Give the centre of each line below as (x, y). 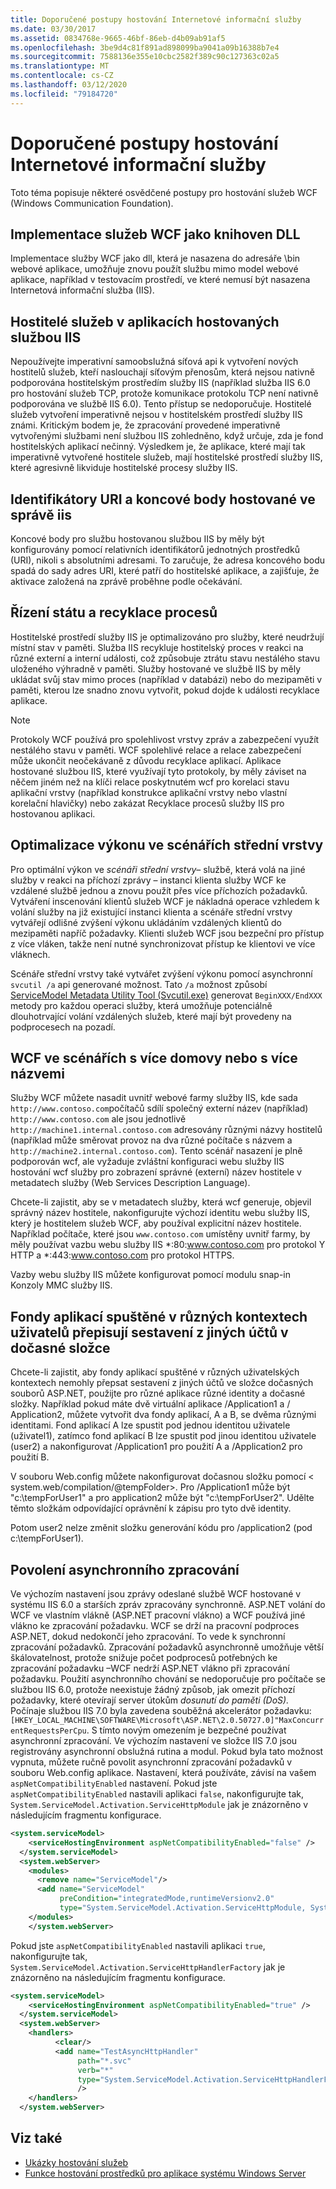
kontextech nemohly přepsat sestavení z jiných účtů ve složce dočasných (162, 1383)
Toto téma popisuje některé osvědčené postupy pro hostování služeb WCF (164, 192)
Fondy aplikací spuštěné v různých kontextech (159, 1316)
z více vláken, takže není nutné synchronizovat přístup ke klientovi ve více (163, 943)
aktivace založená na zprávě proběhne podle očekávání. (126, 581)
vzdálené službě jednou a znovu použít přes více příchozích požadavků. (159, 890)
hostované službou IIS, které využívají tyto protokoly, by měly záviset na (158, 771)
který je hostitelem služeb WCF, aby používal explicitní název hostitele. (156, 1223)
